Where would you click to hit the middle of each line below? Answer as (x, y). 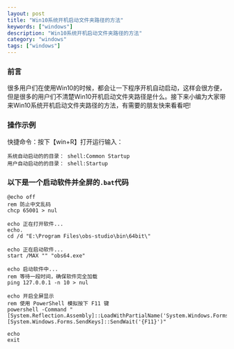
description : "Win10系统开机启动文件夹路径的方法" (75, 33)
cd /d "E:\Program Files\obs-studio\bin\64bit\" (79, 236)
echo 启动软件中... (33, 269)
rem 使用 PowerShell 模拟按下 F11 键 (58, 303)
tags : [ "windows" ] (34, 46)
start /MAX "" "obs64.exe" (46, 255)
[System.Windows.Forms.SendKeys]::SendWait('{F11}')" (87, 322)
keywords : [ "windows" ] (40, 26)
